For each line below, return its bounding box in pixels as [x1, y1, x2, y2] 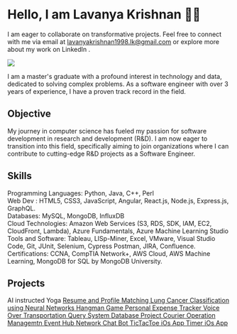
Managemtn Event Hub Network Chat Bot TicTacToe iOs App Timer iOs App [7, 319, 228, 328]
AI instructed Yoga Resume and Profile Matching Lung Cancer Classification [7, 296, 229, 305]
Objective [7, 108, 52, 120]
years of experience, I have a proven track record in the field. [7, 87, 187, 95]
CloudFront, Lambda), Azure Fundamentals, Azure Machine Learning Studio [7, 227, 229, 235]
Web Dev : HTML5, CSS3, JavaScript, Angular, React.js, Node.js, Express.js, [7, 196, 229, 205]
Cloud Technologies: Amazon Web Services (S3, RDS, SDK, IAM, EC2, [7, 219, 212, 227]
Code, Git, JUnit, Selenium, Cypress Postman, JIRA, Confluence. [7, 242, 197, 250]
